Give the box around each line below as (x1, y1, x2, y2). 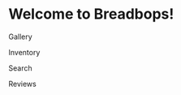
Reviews (8, 79, 37, 89)
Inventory (8, 47, 41, 57)
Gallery (8, 32, 32, 41)
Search (8, 63, 32, 73)
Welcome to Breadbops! (8, 5, 175, 24)
